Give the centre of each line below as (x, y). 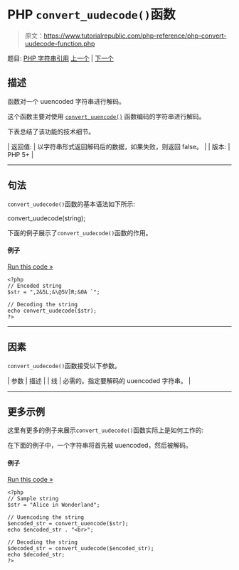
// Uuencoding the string (46, 517)
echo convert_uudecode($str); (52, 311)
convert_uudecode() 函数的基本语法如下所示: (71, 204)
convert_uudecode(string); (47, 218)
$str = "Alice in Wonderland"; (54, 505)
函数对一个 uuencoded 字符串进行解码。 (67, 101)
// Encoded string (34, 286)
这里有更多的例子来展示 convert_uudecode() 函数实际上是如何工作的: (106, 430)
